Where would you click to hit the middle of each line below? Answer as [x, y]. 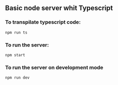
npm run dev [17, 78]
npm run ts [16, 32]
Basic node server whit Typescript [59, 8]
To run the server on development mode [54, 67]
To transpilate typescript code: [43, 22]
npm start [15, 55]
